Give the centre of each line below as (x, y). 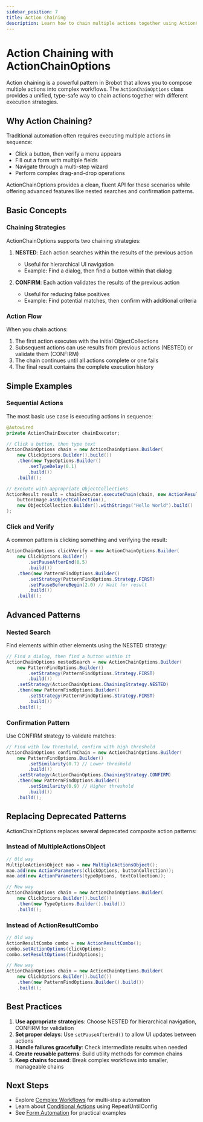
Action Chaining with (60, 53)
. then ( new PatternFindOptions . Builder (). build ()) (81, 982)
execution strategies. (32, 102)
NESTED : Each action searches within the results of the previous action (104, 252)
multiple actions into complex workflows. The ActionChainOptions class (95, 89)
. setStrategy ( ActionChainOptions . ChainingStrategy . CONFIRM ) (94, 775)
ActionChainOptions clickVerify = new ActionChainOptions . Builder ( (93, 551)
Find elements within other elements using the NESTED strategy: (87, 645)
